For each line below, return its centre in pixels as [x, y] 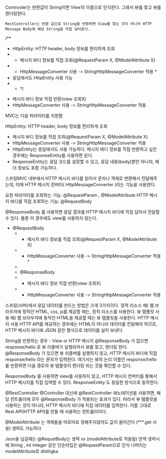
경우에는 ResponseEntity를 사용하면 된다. [53, 155]
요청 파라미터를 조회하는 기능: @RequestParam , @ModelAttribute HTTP [77, 195]
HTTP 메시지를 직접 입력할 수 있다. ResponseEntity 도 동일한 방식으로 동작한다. [82, 382]
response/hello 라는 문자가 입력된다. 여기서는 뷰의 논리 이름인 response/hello [81, 359]
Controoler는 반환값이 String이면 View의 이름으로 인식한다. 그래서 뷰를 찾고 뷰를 [83, 7]
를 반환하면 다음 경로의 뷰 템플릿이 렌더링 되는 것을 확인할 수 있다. [68, 366]
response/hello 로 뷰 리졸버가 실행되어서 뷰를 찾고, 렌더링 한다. [66, 347]
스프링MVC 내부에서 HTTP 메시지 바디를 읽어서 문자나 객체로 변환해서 [73, 178]
